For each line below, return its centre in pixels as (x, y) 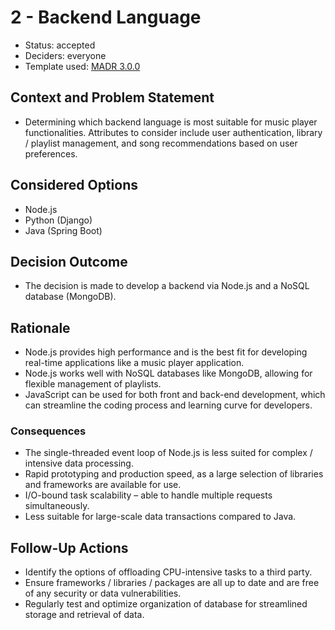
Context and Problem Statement (112, 97)
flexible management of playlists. (93, 384)
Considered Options (74, 185)
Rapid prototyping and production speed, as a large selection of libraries (174, 474)
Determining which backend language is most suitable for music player (171, 122)
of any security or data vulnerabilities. (103, 593)
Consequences (48, 431)
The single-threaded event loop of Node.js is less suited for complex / (168, 453)
